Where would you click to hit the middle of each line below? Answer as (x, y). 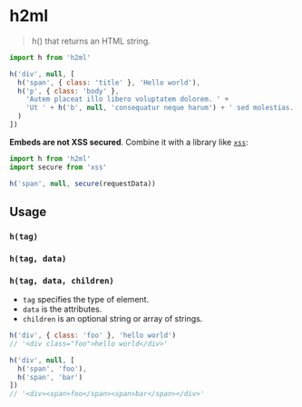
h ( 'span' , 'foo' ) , (53, 369)
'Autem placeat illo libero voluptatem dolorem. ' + (127, 99)
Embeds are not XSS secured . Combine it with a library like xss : (129, 142)
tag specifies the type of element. (86, 300)
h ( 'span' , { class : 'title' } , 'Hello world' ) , (109, 83)
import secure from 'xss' (58, 167)
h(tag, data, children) (62, 281)
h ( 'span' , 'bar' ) (50, 377)
